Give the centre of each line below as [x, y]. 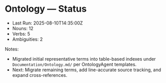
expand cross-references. [40, 75]
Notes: [12, 49]
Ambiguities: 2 [27, 39]
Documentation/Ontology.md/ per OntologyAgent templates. [74, 64]
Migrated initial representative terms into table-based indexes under [84, 59]
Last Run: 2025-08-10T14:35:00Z [47, 23]
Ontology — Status [46, 9]
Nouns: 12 [23, 28]
